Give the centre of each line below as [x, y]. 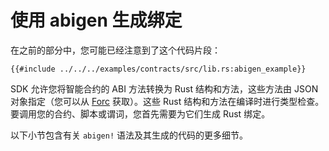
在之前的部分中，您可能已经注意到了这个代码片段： [115, 50]
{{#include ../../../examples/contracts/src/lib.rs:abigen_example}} [158, 69]
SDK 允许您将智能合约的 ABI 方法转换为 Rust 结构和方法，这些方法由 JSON [164, 88]
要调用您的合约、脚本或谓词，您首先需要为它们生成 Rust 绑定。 [140, 113]
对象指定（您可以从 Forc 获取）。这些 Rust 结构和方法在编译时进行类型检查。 [167, 101]
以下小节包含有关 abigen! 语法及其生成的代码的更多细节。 [129, 135]
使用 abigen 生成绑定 [96, 20]
